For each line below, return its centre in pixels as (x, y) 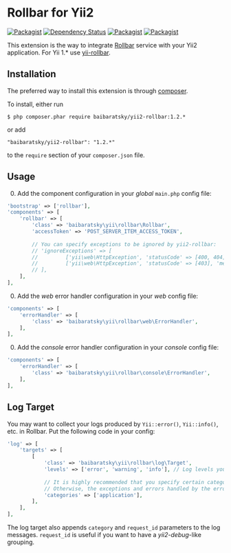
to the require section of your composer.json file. (76, 155)
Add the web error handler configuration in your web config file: (107, 296)
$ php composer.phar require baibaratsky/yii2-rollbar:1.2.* (97, 117)
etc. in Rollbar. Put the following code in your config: (81, 431)
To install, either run (35, 104)
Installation (32, 74)
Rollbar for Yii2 (51, 13)
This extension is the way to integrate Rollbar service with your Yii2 (102, 45)
